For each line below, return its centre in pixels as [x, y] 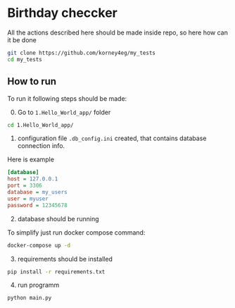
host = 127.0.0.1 [33, 179]
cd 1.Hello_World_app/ [40, 125]
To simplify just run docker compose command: [76, 232]
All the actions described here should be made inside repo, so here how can [118, 32]
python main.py [30, 298]
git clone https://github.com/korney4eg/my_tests [82, 53]
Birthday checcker [62, 13]
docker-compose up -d [39, 245]
